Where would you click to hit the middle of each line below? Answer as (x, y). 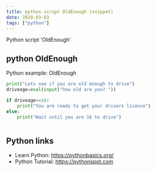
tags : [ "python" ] (28, 23)
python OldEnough (42, 58)
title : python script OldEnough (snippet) (60, 12)
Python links (30, 141)
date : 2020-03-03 (28, 17)
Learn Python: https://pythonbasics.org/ (64, 155)
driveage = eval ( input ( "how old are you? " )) (61, 90)
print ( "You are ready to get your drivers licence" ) (84, 106)
